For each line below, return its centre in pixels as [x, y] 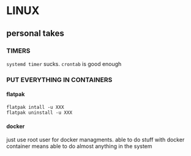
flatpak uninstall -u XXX [39, 113]
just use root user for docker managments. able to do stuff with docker [95, 140]
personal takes [35, 33]
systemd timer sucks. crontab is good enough [64, 64]
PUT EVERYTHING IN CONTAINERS [59, 80]
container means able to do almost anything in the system [79, 146]
